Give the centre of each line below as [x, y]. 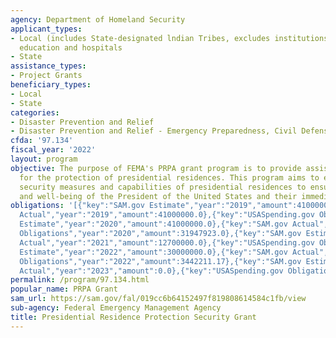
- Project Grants [46, 76]
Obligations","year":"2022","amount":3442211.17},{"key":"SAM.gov [160, 261]
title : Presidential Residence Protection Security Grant [133, 317]
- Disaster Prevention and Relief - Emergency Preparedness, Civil [154, 131]
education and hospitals [71, 47]
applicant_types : [46, 29]
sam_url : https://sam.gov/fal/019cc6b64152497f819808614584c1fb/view [158, 299]
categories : [35, 112]
